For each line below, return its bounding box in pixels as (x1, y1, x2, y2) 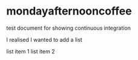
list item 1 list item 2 (6, 47, 55, 55)
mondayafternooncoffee (6, 4, 132, 18)
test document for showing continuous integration (6, 24, 131, 32)
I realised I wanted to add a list (6, 36, 83, 43)
